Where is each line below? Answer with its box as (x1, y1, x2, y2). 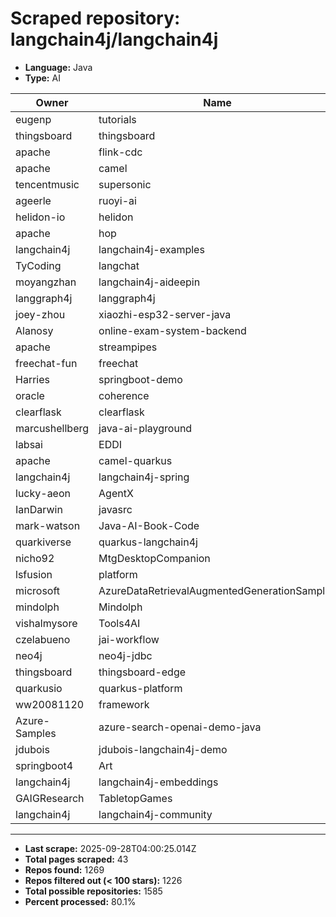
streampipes (98, 340, 158, 354)
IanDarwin (15, 502, 63, 516)
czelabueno (15, 632, 71, 646)
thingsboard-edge (98, 665, 187, 679)
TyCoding (15, 258, 62, 272)
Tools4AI (98, 616, 141, 630)
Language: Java (24, 61, 93, 73)
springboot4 (15, 758, 74, 772)
